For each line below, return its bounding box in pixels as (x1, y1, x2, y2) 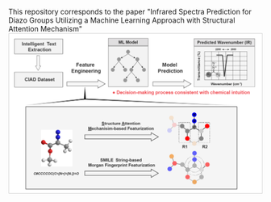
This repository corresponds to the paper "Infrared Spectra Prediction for (8, 7, 252, 16)
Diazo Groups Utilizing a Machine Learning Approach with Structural (8, 15, 236, 25)
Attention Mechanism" (8, 24, 83, 33)
